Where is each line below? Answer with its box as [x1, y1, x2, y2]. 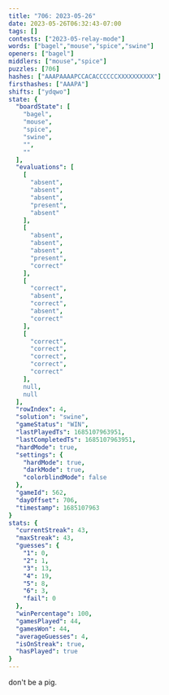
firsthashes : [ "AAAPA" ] [8, 80, 89, 88]
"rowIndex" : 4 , [15, 405, 67, 413]
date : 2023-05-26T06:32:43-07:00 [8, 20, 122, 28]
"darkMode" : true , [23, 466, 85, 474]
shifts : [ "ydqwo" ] [8, 87, 71, 96]
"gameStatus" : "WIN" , [15, 421, 89, 429]
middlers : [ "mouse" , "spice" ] [8, 58, 107, 66]
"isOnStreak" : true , [15, 640, 85, 648]
